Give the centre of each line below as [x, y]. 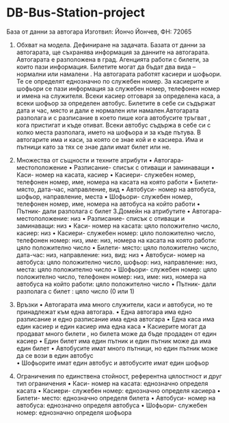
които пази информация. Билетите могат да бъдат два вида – [106, 67]
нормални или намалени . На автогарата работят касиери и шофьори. [119, 74]
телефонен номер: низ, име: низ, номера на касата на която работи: [116, 240]
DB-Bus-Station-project [76, 13]
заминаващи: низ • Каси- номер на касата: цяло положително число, [118, 226]
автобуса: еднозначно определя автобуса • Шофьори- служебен [112, 405]
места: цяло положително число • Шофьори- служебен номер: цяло [117, 269]
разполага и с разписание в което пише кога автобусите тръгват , [113, 117]
